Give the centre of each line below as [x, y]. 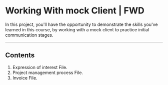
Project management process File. [48, 73]
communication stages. [29, 35]
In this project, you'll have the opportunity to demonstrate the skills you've [81, 24]
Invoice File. [25, 78]
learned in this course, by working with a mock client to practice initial [77, 29]
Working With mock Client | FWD [75, 11]
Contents [20, 55]
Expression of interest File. [40, 67]
